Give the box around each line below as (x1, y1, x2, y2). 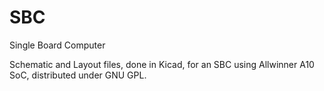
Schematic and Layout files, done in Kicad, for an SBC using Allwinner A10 (9, 58, 315, 70)
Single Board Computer (9, 39, 106, 51)
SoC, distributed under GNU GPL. (9, 69, 147, 81)
